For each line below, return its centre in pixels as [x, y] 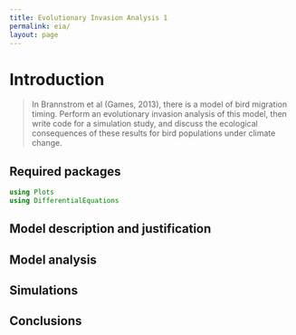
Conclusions [46, 321]
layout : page [34, 34]
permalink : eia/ [40, 26]
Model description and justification [110, 229]
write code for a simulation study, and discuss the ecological [144, 124]
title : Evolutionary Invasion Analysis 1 [89, 18]
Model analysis [53, 259]
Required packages [65, 172]
